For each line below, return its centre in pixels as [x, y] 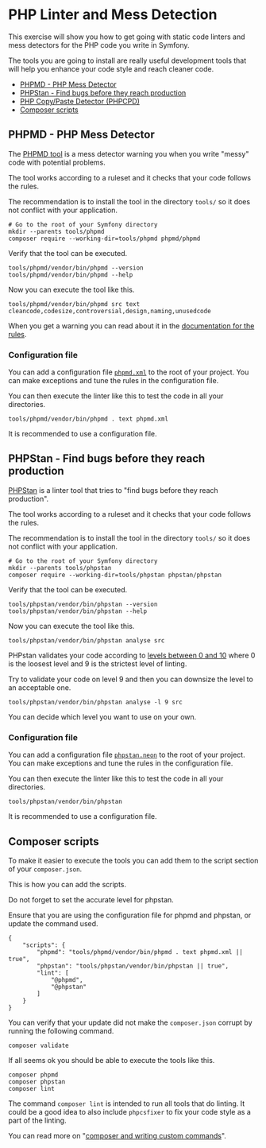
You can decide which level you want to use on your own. [102, 716]
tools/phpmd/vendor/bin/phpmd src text [74, 304]
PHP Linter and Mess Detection [113, 15]
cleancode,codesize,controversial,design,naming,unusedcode [110, 311]
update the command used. [53, 923]
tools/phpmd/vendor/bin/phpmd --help [71, 275]
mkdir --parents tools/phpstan [60, 568]
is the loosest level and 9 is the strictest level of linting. [98, 663]
